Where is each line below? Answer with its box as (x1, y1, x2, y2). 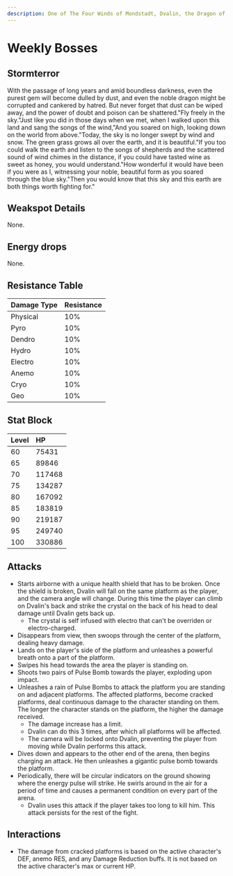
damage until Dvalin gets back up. (17, 609, 115, 617)
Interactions (7, 829, 61, 841)
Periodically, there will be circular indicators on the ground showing (17, 771, 211, 779)
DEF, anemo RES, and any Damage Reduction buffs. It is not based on (17, 854, 218, 863)
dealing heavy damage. (17, 638, 85, 647)
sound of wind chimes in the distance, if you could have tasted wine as (7, 152, 211, 161)
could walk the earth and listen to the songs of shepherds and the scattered (7, 145, 225, 154)
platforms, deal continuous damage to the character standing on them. (17, 697, 220, 706)
